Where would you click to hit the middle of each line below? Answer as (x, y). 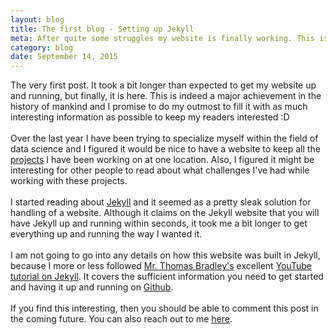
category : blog (42, 47)
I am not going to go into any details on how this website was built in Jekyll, (165, 255)
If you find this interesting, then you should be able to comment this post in (164, 308)
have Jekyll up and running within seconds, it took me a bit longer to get (159, 223)
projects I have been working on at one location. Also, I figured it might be (162, 160)
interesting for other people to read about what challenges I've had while (160, 170)
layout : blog (37, 19)
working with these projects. (69, 181)
